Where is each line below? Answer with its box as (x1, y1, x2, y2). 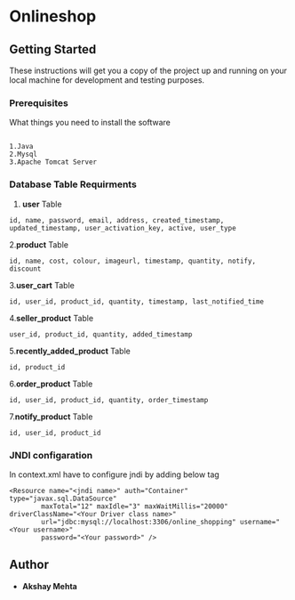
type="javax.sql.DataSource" (9, 494, 117, 503)
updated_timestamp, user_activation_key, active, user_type (9, 223, 237, 232)
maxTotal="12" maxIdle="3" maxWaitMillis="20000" (41, 501, 228, 511)
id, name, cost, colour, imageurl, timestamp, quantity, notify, (9, 256, 256, 265)
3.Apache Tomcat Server (9, 158, 98, 166)
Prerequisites (9, 96, 68, 109)
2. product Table (9, 239, 69, 250)
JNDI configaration (9, 449, 93, 461)
